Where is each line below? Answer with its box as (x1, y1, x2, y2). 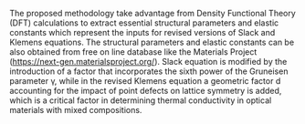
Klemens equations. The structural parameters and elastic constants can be (9, 36, 295, 47)
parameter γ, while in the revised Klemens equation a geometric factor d (9, 76, 281, 86)
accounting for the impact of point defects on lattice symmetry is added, (9, 86, 282, 96)
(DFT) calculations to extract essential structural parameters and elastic (9, 17, 279, 28)
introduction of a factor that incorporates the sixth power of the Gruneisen (9, 66, 289, 77)
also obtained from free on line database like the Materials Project (9, 46, 258, 57)
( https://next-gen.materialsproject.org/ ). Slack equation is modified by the (9, 57, 288, 67)
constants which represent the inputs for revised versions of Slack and (9, 27, 276, 37)
